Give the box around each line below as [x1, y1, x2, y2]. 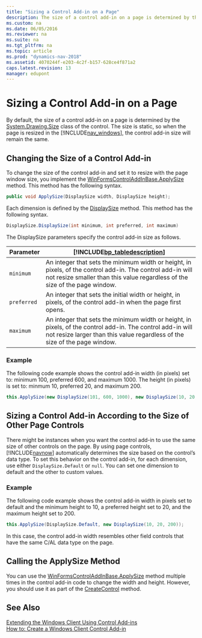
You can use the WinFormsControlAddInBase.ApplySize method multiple [6, 572, 186, 580]
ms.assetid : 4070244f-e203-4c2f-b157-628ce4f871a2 [6, 59, 136, 65]
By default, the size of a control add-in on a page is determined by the [6, 116, 180, 124]
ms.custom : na [6, 20, 42, 26]
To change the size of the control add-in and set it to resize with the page [6, 169, 188, 176]
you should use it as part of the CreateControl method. [6, 585, 141, 592]
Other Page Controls [6, 420, 84, 431]
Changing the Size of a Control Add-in [6, 153, 151, 163]
